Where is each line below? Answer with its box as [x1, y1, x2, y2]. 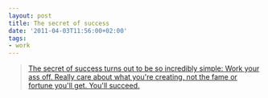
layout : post [8, 11, 52, 20]
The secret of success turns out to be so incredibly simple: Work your [27, 63, 260, 73]
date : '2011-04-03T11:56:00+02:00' [8, 27, 128, 35]
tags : [8, 34, 27, 43]
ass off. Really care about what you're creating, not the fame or [27, 72, 237, 82]
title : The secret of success [8, 19, 110, 27]
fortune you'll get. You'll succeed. [27, 81, 140, 91]
